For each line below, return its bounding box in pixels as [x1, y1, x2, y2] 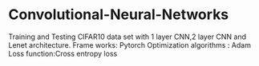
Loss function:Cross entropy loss [8, 49, 118, 58]
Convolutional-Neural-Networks [8, 6, 229, 24]
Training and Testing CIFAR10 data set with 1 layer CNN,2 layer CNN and [8, 32, 247, 41]
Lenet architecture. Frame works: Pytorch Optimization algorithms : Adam [8, 40, 251, 49]
